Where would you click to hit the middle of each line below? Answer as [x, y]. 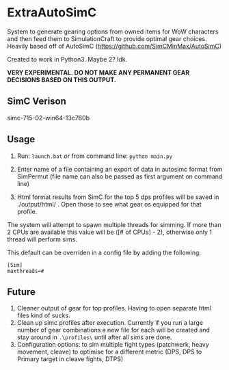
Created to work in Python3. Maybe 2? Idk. [67, 59]
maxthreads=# [26, 271]
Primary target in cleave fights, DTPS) [70, 359]
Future [22, 292]
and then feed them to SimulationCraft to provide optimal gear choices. [107, 38]
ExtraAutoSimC [52, 13]
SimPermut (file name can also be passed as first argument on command [120, 176]
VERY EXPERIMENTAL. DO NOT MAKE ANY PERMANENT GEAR [98, 72]
